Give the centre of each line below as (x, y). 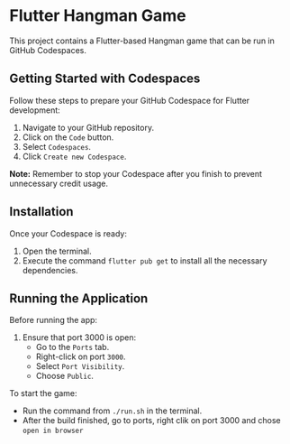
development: (35, 110)
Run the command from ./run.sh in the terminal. (112, 411)
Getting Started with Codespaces (105, 79)
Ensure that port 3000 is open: (79, 338)
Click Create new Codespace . (74, 156)
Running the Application (79, 298)
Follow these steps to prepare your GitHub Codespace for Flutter (130, 100)
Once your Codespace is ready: (68, 233)
